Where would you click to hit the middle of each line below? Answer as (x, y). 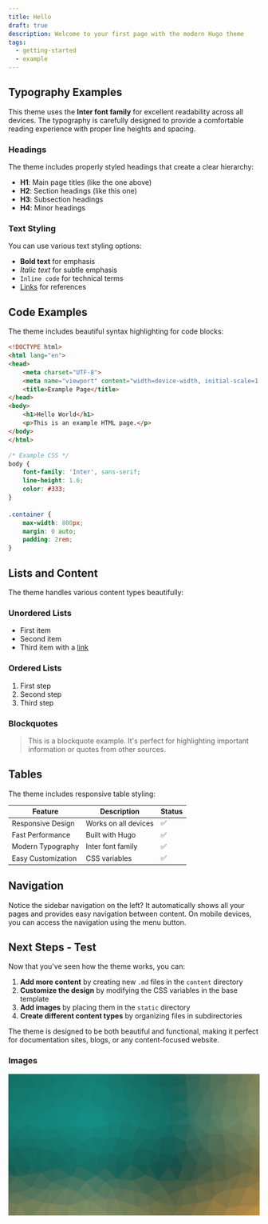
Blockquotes (33, 723)
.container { (30, 514)
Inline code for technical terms (71, 278)
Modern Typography (45, 846)
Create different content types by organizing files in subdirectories (131, 1016)
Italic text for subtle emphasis (69, 270)
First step (35, 686)
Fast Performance (41, 835)
